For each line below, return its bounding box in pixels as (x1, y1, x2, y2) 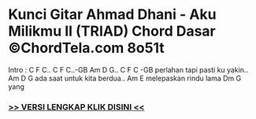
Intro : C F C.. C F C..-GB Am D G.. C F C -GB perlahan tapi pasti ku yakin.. (8, 65, 249, 74)
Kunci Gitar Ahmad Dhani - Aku (8, 6, 217, 24)
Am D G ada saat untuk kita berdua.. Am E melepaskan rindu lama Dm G (8, 73, 242, 83)
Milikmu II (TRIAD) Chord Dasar (8, 22, 216, 40)
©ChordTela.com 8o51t (8, 39, 165, 57)
